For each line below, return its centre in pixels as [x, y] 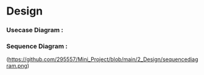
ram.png [17, 66]
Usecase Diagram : [35, 30]
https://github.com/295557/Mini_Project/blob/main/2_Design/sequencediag [103, 59]
